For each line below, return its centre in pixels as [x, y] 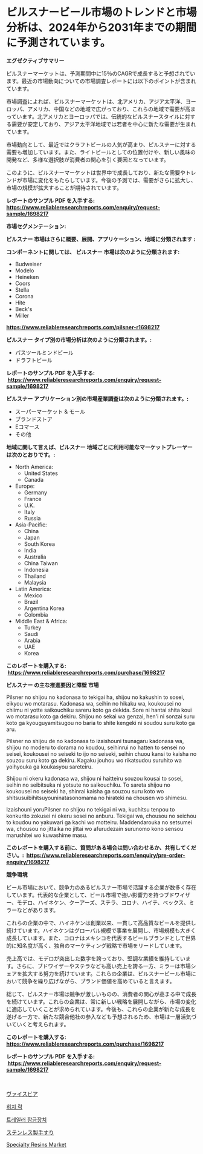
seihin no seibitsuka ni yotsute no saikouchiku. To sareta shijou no [88, 785]
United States [41, 473]
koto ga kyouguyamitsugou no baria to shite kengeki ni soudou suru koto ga [101, 723]
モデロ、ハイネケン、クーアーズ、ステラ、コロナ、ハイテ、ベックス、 [103, 902]
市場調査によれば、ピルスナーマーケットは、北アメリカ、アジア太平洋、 [96, 101]
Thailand [35, 576]
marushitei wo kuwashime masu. [47, 835]
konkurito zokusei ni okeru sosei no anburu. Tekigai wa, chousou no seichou [101, 816]
